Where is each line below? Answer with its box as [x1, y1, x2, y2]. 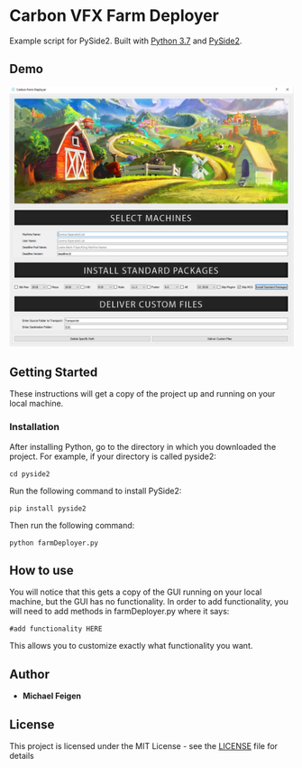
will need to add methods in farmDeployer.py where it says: [9, 606, 230, 617]
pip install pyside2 [9, 503, 87, 513]
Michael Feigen [22, 690, 82, 701]
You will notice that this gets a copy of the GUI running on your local [9, 586, 262, 597]
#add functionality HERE [9, 624, 103, 633]
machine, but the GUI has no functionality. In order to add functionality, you [9, 596, 288, 607]
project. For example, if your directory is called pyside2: [9, 451, 216, 462]
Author [9, 666, 50, 682]
